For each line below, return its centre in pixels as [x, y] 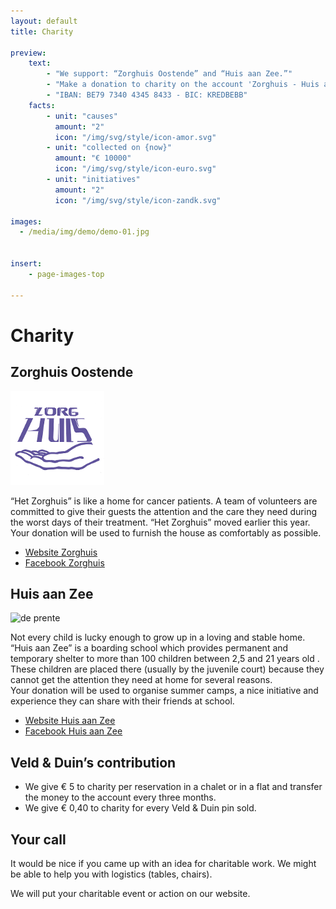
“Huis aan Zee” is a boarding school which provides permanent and [149, 648]
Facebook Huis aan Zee [73, 731]
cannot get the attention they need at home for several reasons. [141, 680]
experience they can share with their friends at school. [122, 701]
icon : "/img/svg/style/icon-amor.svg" [135, 137]
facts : [42, 105]
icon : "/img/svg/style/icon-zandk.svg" [138, 200]
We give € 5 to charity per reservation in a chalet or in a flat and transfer [173, 787]
